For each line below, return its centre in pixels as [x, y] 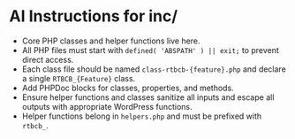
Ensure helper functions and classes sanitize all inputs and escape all [148, 97]
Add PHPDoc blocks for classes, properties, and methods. [128, 88]
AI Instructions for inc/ [94, 16]
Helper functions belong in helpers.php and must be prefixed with [142, 116]
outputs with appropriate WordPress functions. [107, 106]
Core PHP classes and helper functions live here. [111, 41]
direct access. [48, 59]
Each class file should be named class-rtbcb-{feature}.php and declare [154, 69]
